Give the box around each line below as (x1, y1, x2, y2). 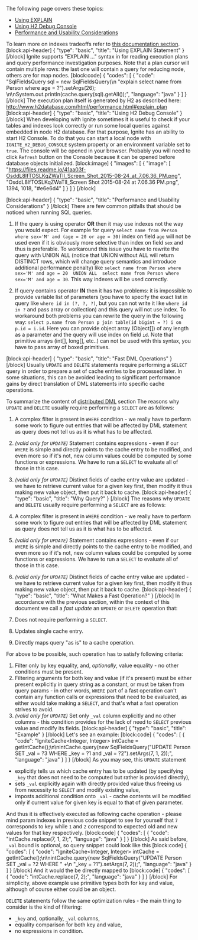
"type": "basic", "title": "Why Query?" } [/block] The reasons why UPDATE (14, 495, 190, 502)
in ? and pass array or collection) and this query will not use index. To (14, 306, 186, 313)
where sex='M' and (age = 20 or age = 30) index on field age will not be (14, 233, 191, 240)
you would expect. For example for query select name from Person (14, 227, 177, 233)
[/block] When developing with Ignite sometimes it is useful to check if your (6, 116, 190, 123)
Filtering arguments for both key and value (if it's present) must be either (14, 675, 192, 681)
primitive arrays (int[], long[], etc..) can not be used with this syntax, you (14, 337, 191, 344)
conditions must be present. (14, 668, 83, 675)
